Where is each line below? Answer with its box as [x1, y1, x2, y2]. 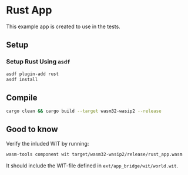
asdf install [6, 76, 38, 82]
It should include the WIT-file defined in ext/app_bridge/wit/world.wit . [6, 162, 179, 169]
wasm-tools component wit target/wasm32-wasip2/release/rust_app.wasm [6, 151, 183, 157]
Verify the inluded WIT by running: [6, 140, 89, 147]
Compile [6, 92, 38, 103]
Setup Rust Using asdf [6, 58, 70, 66]
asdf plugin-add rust [6, 71, 59, 77]
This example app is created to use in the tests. [6, 23, 120, 30]
